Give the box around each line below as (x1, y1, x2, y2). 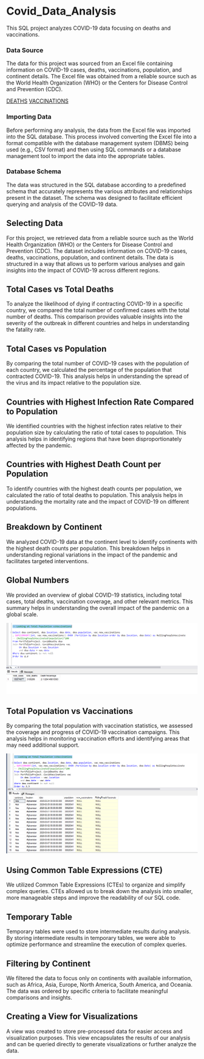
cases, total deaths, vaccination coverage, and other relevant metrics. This (6, 597, 193, 605)
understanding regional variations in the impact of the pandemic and (6, 551, 178, 558)
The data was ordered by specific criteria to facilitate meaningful (6, 987, 168, 995)
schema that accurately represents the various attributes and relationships (6, 187, 192, 195)
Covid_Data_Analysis (6, 4, 117, 18)
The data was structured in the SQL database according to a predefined (6, 181, 186, 188)
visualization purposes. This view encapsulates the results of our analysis (6, 1034, 191, 1041)
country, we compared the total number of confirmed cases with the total (6, 307, 190, 314)
